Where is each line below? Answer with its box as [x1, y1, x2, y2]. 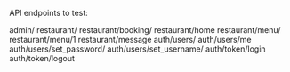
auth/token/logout [9, 53, 76, 63]
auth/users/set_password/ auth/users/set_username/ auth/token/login [9, 44, 266, 54]
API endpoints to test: [9, 8, 89, 18]
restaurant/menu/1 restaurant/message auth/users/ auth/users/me [9, 35, 252, 44]
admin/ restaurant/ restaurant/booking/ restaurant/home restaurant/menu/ [9, 25, 281, 35]
